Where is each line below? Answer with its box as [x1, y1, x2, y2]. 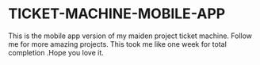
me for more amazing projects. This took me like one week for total [8, 39, 227, 48]
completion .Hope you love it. [8, 48, 105, 57]
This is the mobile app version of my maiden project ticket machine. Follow [8, 31, 252, 40]
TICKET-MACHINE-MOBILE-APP [8, 5, 226, 23]
